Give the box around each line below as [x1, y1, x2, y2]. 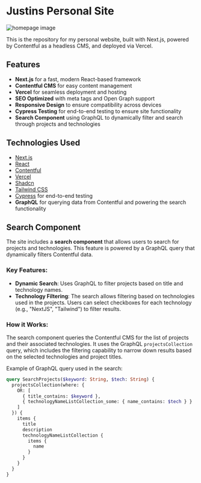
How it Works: [6, 320, 49, 328]
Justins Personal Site [6, 4, 114, 18]
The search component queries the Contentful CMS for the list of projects [6, 334, 189, 341]
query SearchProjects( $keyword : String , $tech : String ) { [6, 376, 155, 383]
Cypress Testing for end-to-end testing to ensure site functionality [14, 107, 182, 115]
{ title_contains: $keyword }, [22, 393, 101, 399]
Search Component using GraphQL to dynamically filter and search [14, 114, 184, 121]
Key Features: [6, 266, 48, 274]
